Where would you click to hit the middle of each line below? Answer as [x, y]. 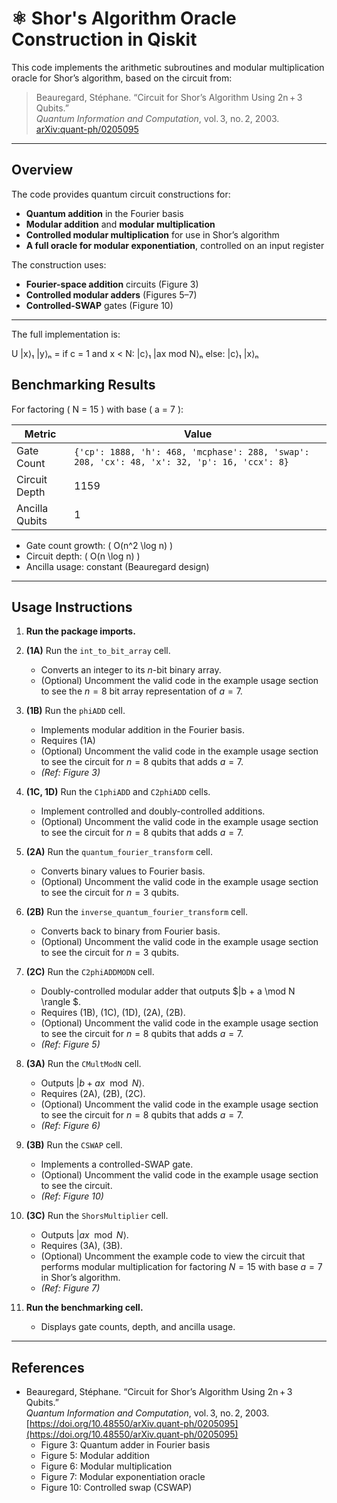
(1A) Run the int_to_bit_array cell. [98, 651]
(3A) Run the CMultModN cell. [83, 1064]
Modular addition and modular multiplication [120, 224]
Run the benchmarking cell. [84, 1308]
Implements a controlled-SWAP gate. [117, 1164]
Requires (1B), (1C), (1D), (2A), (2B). [113, 1013]
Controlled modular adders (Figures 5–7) [111, 294]
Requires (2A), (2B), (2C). [93, 1094]
